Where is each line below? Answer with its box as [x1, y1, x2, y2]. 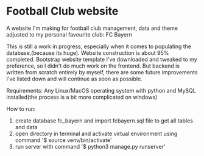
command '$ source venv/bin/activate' [15, 136, 112, 144]
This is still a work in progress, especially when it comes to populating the [6, 43, 192, 50]
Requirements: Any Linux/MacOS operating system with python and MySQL [6, 87, 196, 94]
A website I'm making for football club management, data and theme [6, 24, 178, 32]
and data [15, 123, 38, 130]
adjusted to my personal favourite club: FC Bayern [6, 30, 132, 38]
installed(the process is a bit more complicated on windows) [6, 93, 158, 101]
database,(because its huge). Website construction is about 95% [6, 49, 169, 56]
